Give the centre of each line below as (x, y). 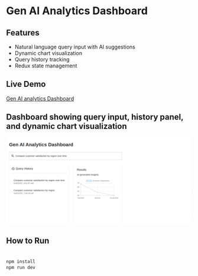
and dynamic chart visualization (66, 126)
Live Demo (26, 84)
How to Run (28, 241)
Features (23, 33)
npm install (21, 261)
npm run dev (21, 268)
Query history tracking (42, 59)
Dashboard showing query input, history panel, (95, 117)
